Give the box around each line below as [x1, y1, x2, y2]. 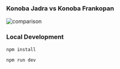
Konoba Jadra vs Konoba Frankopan [6, 4, 115, 13]
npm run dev [6, 57, 36, 64]
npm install [6, 46, 36, 52]
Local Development [6, 33, 64, 41]
